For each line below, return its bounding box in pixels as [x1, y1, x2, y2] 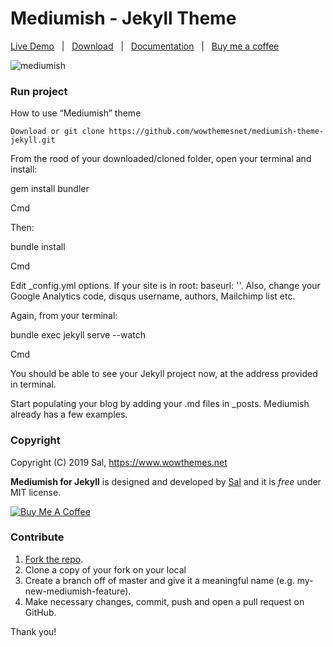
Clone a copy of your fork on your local [24, 563, 187, 576]
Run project [10, 84, 68, 98]
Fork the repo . [24, 553, 84, 565]
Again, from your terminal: [10, 310, 118, 322]
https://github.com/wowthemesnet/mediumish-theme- [108, 127, 325, 137]
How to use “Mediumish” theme [10, 107, 142, 119]
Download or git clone [10, 127, 105, 137]
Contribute [10, 530, 65, 544]
